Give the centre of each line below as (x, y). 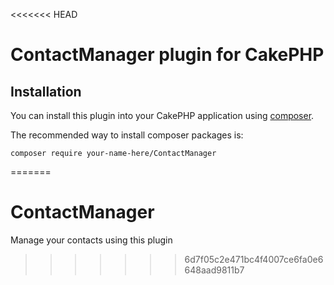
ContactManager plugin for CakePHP (167, 55)
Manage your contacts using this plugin (91, 240)
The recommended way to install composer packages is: (127, 135)
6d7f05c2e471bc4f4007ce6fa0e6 (254, 259)
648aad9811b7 (214, 270)
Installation (46, 91)
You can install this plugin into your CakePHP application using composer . (162, 115)
